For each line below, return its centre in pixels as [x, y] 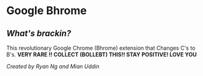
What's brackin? [39, 33]
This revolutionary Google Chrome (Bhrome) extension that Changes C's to [101, 48]
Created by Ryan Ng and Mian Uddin [53, 66]
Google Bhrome [47, 11]
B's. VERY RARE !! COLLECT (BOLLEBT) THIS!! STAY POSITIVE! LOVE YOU [102, 55]
